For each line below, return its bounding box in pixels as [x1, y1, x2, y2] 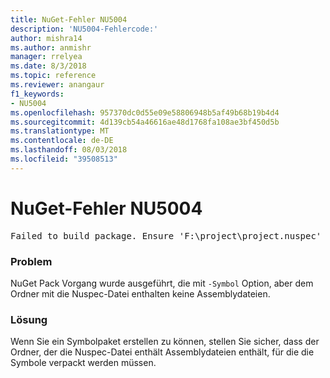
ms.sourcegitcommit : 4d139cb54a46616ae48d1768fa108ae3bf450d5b [10, 117, 280, 127]
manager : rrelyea [10, 52, 83, 62]
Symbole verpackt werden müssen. [10, 357, 157, 369]
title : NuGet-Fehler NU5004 [10, 14, 128, 25]
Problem [10, 254, 53, 268]
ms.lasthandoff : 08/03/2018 [10, 145, 128, 155]
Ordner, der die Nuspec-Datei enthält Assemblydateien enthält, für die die [10, 346, 315, 358]
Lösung [10, 312, 48, 326]
